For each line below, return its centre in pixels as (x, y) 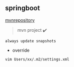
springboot (23, 8)
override (21, 50)
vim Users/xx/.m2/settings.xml (37, 59)
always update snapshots (31, 41)
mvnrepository (20, 20)
